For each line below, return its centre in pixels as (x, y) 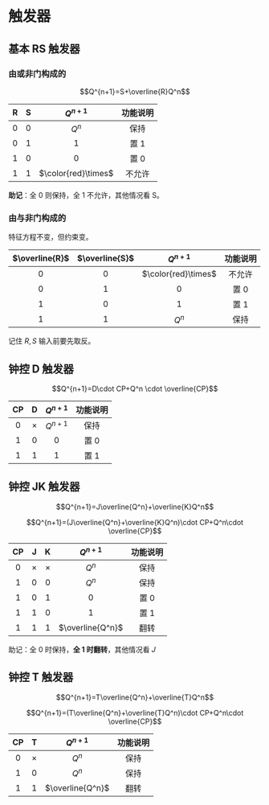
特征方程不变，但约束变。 (51, 237)
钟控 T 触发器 (41, 678)
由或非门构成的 (37, 73)
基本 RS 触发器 (44, 49)
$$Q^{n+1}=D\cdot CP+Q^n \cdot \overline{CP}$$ (135, 388)
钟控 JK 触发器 (44, 487)
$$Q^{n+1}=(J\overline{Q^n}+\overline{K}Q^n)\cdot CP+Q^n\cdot (135, 522)
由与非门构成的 (37, 218)
